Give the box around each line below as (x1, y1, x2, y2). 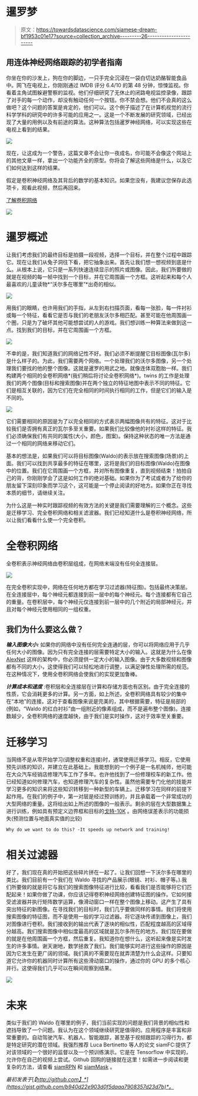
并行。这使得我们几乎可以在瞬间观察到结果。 (6, 965, 115, 972)
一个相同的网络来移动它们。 (11, 440, 78, 447)
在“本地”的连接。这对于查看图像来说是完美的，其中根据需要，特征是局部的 (6, 698, 187, 705)
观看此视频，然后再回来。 (21, 184, 84, 191)
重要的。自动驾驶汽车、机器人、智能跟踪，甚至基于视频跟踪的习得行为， (11, 1034, 187, 1041)
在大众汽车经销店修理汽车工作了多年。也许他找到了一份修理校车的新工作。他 (6, 771, 192, 778)
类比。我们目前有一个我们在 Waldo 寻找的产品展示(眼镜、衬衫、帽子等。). (6, 876, 182, 883)
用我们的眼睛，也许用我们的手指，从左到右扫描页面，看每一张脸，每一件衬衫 (6, 304, 192, 311)
